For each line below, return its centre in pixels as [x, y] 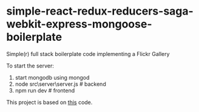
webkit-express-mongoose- [79, 24]
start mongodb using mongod [52, 77]
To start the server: [30, 66]
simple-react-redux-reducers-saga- [100, 11]
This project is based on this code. [49, 102]
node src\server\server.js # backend [60, 84]
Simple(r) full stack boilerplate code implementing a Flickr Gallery [88, 54]
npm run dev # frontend [45, 90]
